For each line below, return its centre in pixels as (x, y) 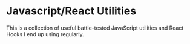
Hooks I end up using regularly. (45, 34)
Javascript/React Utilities (71, 11)
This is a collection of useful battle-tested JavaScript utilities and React (95, 28)
